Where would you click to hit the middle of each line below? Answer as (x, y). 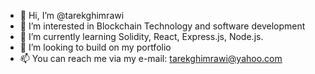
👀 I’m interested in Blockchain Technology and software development (162, 26)
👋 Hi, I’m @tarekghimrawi (72, 15)
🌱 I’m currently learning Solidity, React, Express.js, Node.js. (141, 36)
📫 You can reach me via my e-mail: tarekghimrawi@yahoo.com (151, 58)
